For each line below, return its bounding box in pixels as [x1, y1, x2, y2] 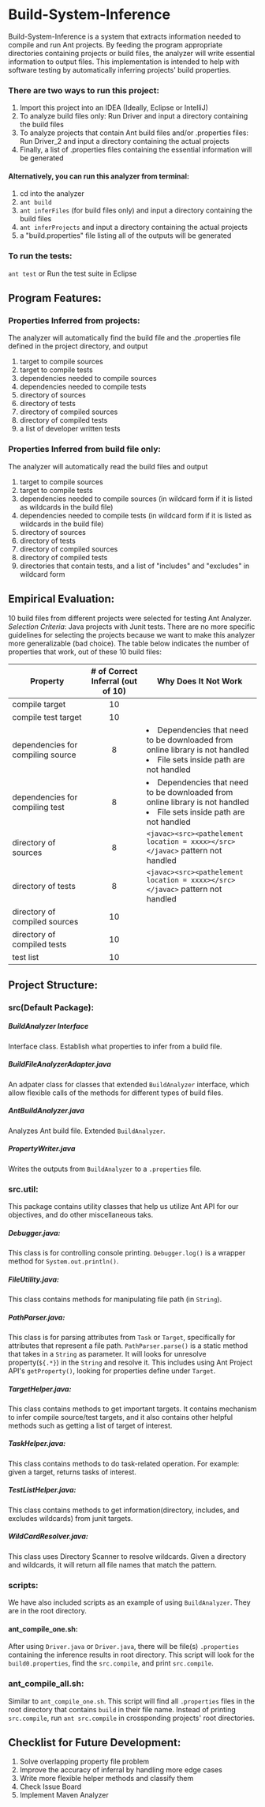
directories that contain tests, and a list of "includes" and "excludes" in [19, 561, 250, 570]
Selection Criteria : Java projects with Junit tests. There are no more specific [8, 622, 256, 631]
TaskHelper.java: [8, 1439, 66, 1448]
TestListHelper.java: [8, 1485, 77, 1495]
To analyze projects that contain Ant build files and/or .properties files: [19, 128, 249, 137]
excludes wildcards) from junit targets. [8, 1513, 133, 1523]
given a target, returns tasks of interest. [8, 1467, 136, 1477]
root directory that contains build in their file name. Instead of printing [8, 1704, 237, 1714]
